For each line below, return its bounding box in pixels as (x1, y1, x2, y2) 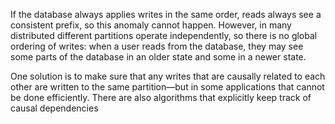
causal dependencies (10, 102, 99, 114)
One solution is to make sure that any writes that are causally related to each (10, 70, 326, 82)
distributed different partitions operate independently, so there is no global (10, 30, 318, 41)
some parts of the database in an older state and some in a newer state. (10, 51, 307, 63)
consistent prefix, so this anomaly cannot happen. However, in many (10, 19, 292, 31)
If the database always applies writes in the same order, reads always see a (10, 9, 322, 20)
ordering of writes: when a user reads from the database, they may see (10, 40, 304, 52)
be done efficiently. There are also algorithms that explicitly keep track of (10, 92, 312, 103)
